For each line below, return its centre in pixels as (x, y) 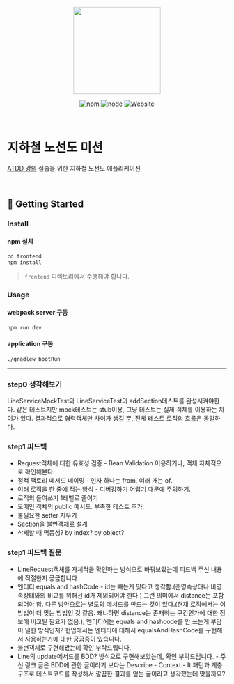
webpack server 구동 (38, 312)
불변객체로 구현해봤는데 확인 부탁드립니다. (74, 647)
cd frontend (24, 257)
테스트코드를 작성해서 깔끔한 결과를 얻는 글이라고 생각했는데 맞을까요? (131, 674)
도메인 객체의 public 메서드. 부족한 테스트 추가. (81, 507)
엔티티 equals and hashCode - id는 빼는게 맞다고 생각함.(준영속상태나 (113, 586)
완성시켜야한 (203, 401)
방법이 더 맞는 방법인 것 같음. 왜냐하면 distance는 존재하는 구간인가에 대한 (118, 612)
